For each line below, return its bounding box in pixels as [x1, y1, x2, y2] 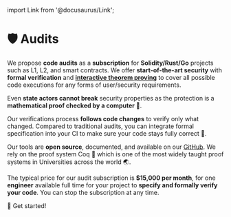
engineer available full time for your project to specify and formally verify [7, 180, 218, 189]
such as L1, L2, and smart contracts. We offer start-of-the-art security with [7, 65, 222, 74]
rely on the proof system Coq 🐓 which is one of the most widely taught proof [7, 149, 224, 158]
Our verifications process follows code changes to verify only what [7, 114, 199, 123]
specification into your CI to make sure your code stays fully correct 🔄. [7, 129, 208, 137]
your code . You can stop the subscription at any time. [7, 188, 159, 196]
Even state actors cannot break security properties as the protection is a [7, 94, 214, 102]
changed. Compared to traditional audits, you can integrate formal [7, 122, 195, 130]
